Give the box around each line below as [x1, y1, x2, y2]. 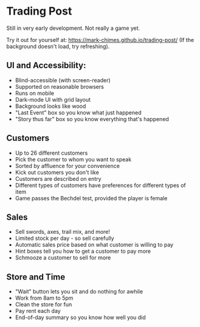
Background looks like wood [15, 102, 86, 110]
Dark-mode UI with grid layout [15, 96, 91, 103]
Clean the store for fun [15, 301, 72, 308]
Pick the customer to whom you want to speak [15, 155, 132, 163]
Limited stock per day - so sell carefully [15, 234, 114, 242]
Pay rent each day [15, 308, 61, 315]
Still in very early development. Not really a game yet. [6, 24, 140, 32]
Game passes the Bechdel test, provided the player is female [15, 194, 168, 202]
